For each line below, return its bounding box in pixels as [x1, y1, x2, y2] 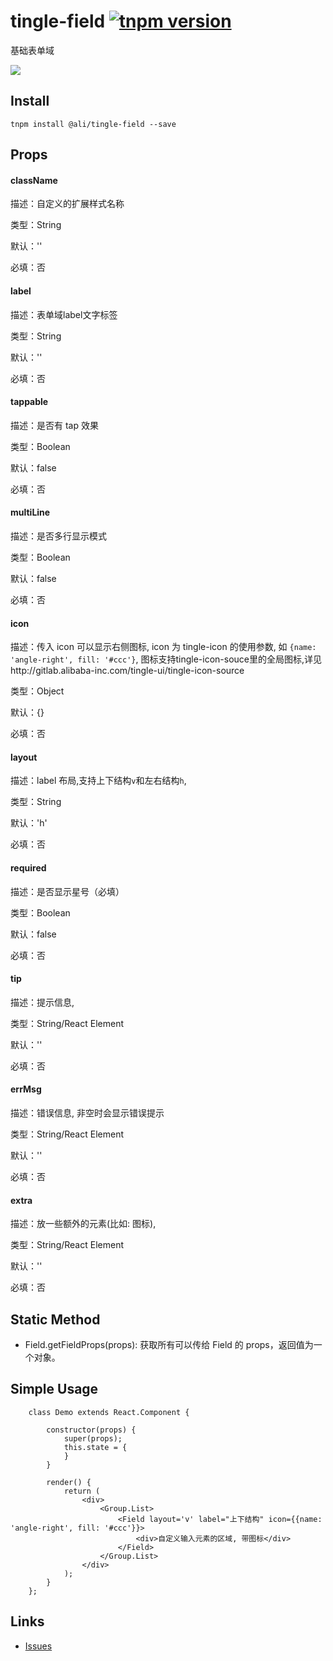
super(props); [63, 1433, 123, 1444]
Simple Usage [10, 1381, 99, 1398]
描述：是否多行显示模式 [10, 530, 107, 542]
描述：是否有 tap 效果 [10, 419, 99, 431]
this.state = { [63, 1442, 128, 1452]
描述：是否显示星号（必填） [10, 885, 125, 897]
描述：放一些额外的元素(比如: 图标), [10, 1218, 157, 1230]
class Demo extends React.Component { [28, 1407, 190, 1417]
